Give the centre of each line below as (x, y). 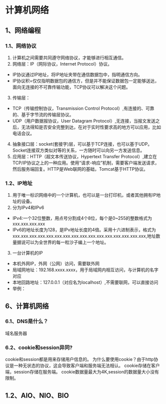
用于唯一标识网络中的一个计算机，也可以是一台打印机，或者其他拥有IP (84, 195)
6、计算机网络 (27, 306)
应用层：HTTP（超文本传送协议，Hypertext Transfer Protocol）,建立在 (84, 156)
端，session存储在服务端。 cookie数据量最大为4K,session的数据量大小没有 (82, 372)
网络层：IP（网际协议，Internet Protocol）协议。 (62, 64)
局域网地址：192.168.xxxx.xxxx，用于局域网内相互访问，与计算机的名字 (85, 270)
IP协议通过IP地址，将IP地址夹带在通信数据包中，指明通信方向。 (77, 74)
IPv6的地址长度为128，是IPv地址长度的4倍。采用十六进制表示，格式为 (84, 230)
